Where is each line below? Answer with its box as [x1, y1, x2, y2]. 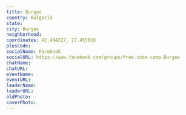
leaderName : [6, 83, 36, 89]
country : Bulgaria [6, 15, 53, 21]
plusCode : [6, 43, 32, 49]
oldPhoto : [6, 94, 32, 100]
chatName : [6, 60, 32, 66]
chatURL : [6, 65, 28, 72]
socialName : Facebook [6, 49, 61, 55]
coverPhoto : [6, 99, 36, 105]
